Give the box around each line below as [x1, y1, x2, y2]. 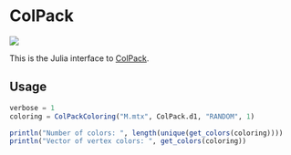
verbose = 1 [9, 103, 55, 112]
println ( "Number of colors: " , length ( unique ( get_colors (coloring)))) [9, 129, 284, 138]
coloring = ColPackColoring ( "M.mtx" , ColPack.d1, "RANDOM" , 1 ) [9, 111, 255, 121]
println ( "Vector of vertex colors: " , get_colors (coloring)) [9, 137, 247, 146]
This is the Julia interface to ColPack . [9, 52, 150, 64]
